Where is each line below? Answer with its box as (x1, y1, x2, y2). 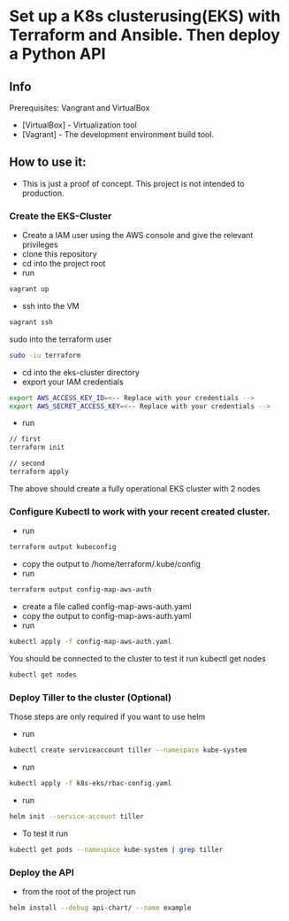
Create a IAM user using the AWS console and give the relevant (21, 230, 254, 241)
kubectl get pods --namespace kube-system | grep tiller (9, 845, 224, 854)
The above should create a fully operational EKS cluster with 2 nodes (9, 483, 261, 493)
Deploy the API (9, 866, 75, 878)
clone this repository (21, 249, 97, 259)
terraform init (9, 443, 65, 453)
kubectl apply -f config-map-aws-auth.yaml (9, 638, 172, 646)
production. (21, 188, 65, 198)
